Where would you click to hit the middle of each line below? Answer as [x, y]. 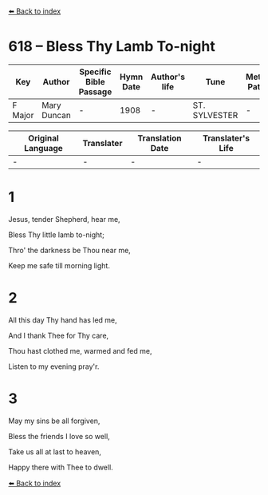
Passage [95, 92]
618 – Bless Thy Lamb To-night [112, 47]
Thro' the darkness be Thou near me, [70, 250]
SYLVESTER [215, 115]
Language [43, 148]
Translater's [226, 138]
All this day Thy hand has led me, [63, 320]
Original [43, 138]
